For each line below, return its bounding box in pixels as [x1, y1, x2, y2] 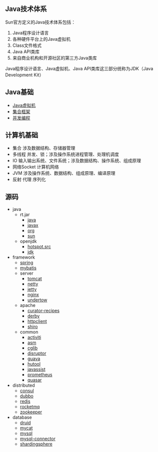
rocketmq [19, 404, 40, 410]
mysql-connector [19, 436, 56, 442]
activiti [27, 334, 41, 341]
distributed [12, 382, 35, 388]
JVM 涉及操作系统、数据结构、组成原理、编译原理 [12, 170, 116, 176]
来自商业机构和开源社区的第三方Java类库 [12, 55, 97, 61]
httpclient [27, 318, 47, 324]
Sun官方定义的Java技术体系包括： [5, 19, 76, 25]
